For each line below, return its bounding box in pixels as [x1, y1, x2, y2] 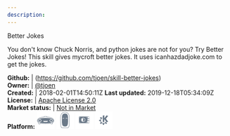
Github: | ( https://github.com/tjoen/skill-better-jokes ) [7, 74, 162, 82]
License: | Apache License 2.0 [7, 95, 96, 104]
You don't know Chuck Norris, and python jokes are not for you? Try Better [7, 45, 224, 53]
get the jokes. [7, 60, 47, 68]
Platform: [7, 122, 35, 130]
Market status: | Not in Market [7, 103, 96, 111]
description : [7, 11, 46, 18]
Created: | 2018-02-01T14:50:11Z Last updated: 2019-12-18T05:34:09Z [7, 88, 215, 97]
